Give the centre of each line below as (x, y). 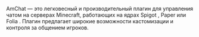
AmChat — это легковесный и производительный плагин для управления (100, 9)
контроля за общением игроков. (48, 27)
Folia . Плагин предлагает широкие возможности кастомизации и (90, 21)
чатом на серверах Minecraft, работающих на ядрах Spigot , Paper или (96, 15)
